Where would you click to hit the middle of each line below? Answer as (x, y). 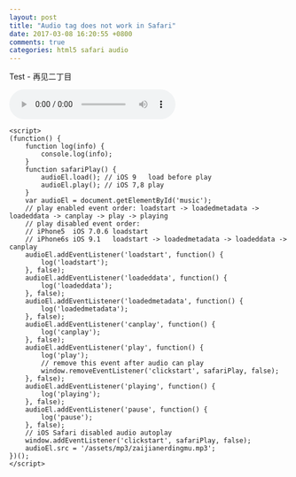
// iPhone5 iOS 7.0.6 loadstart (87, 232)
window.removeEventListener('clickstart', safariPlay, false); (160, 371)
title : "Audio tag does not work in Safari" (93, 26)
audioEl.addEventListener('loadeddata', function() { (126, 278)
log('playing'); (71, 395)
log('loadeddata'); (77, 286)
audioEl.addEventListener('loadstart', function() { (125, 255)
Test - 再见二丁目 (41, 77)
